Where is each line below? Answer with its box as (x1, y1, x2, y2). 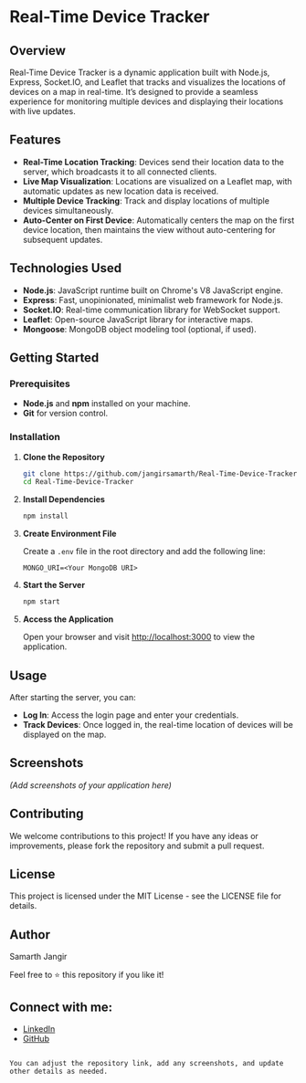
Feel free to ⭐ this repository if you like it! (9, 970, 164, 981)
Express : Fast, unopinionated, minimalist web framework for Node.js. (22, 294, 283, 305)
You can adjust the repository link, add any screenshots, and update (9, 1058, 284, 1067)
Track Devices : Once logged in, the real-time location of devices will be (22, 719, 294, 730)
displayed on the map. (22, 729, 107, 740)
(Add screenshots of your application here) (9, 779, 172, 791)
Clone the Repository (22, 451, 105, 462)
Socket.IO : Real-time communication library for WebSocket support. (22, 304, 280, 315)
